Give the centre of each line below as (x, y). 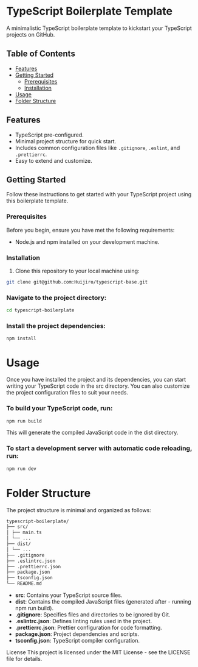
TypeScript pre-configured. (49, 135)
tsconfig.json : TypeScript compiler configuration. (77, 641)
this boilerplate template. (37, 201)
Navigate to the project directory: (56, 298)
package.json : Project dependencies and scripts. (77, 634)
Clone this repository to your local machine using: (77, 271)
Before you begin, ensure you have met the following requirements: (90, 230)
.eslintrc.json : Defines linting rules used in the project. (84, 621)
